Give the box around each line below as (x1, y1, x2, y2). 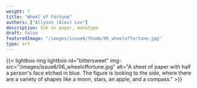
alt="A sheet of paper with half (116, 63, 191, 70)
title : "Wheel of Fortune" (6, 14, 72, 20)
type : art (6, 41, 31, 47)
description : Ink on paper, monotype (6, 24, 99, 31)
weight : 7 (6, 8, 31, 15)
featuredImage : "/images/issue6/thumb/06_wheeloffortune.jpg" (6, 36, 162, 41)
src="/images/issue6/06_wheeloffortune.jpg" (6, 63, 116, 70)
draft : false (6, 30, 38, 36)
